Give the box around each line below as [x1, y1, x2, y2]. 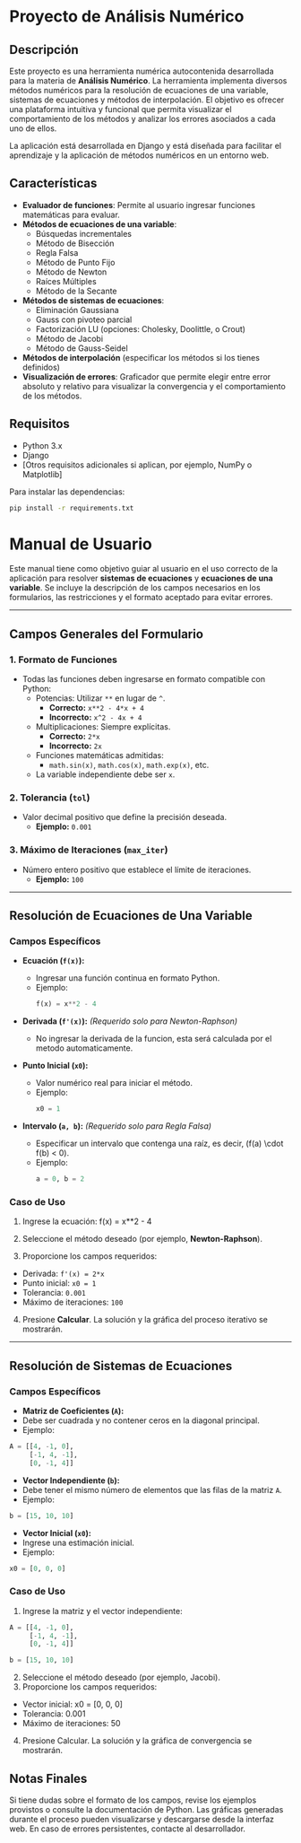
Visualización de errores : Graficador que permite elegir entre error [21, 371, 271, 382]
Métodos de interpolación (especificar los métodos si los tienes [21, 352, 260, 362]
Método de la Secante [35, 285, 118, 296]
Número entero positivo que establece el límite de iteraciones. [21, 864, 252, 875]
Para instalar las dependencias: [9, 486, 125, 497]
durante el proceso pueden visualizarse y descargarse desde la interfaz [9, 1814, 275, 1824]
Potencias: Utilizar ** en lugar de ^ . [35, 693, 166, 703]
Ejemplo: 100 [35, 873, 84, 885]
